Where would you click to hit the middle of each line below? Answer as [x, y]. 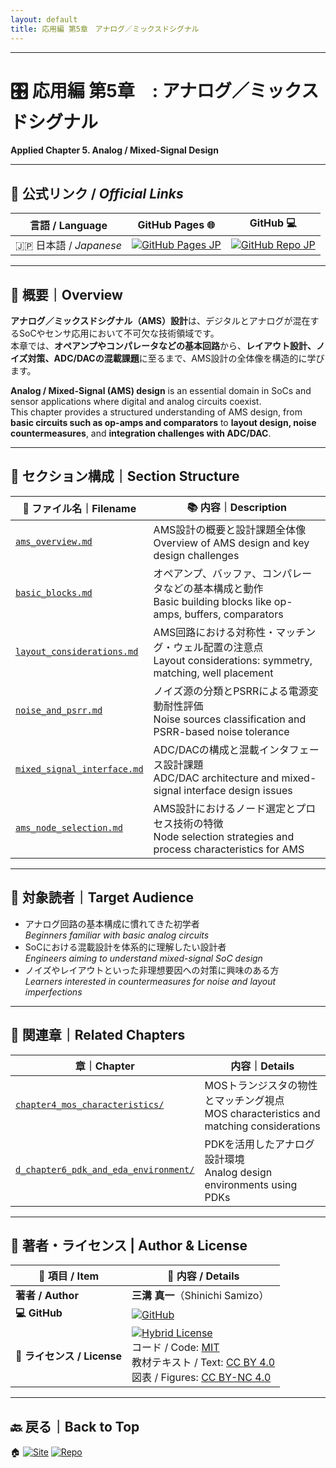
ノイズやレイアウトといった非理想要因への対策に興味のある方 [152, 970]
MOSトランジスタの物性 [261, 1085]
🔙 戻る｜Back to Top [75, 1426]
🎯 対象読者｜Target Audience [102, 897]
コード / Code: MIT [175, 1348]
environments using [251, 1184]
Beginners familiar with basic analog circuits [117, 935]
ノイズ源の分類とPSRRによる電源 [231, 691]
